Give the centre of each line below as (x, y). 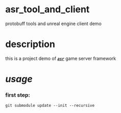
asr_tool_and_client (47, 9)
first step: (18, 95)
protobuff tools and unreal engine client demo (54, 24)
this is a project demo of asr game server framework (61, 58)
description (30, 44)
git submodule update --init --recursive (50, 106)
